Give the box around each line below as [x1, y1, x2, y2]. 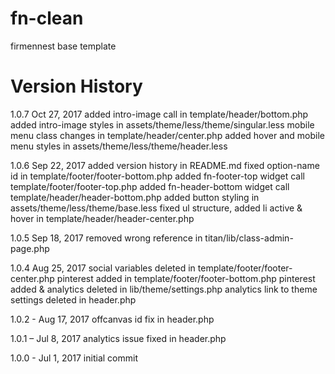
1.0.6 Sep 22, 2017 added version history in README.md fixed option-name [10, 159, 320, 171]
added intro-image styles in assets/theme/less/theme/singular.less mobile [10, 118, 315, 131]
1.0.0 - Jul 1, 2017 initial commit [10, 352, 138, 364]
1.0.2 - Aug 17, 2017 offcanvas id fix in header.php [10, 313, 215, 325]
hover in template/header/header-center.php [10, 212, 195, 224]
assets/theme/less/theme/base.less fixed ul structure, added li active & [10, 202, 303, 214]
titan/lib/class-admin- [204, 232, 294, 244]
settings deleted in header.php [10, 293, 137, 306]
